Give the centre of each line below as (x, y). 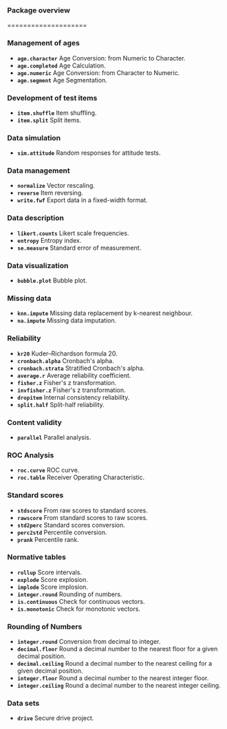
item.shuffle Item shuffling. (57, 113)
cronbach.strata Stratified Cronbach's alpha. (81, 368)
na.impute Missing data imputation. (67, 320)
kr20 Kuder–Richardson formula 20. (67, 353)
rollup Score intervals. (50, 572)
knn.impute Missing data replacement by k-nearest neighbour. (105, 313)
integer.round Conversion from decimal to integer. (89, 642)
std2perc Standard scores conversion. (71, 525)
